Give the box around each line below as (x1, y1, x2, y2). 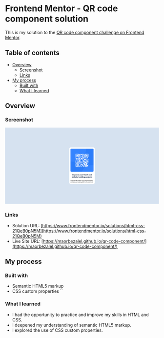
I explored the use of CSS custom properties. (12, 327, 103, 333)
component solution (5, 13, 89, 24)
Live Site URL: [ (12, 238, 43, 244)
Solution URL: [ (12, 222, 42, 228)
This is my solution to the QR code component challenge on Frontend (5, 29, 144, 35)
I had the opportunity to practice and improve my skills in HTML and (12, 312, 149, 318)
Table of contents (5, 49, 60, 57)
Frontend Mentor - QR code (5, 3, 118, 14)
